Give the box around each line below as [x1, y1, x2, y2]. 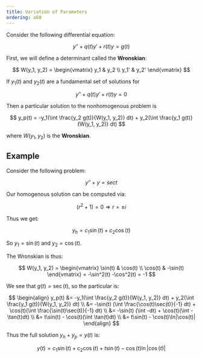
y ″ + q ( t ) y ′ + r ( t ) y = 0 [75, 91, 128, 98]
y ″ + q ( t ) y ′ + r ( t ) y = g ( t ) [72, 43, 130, 50]
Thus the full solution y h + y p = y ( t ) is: [6, 331, 101, 340]
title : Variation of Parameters [6, 8, 87, 15]
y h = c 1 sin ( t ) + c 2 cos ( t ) [72, 227, 131, 235]
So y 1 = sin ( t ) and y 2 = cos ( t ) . [6, 239, 82, 248]
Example [6, 151, 40, 162]
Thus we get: [6, 215, 39, 222]
